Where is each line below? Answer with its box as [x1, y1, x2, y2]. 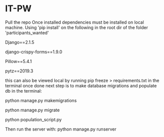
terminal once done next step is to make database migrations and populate [5, 82, 157, 89]
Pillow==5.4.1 [5, 58, 32, 64]
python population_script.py [5, 116, 62, 122]
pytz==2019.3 [5, 68, 33, 74]
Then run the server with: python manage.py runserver [5, 126, 117, 132]
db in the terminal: [5, 88, 42, 94]
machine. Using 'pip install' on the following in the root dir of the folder [5, 24, 148, 30]
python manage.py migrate [5, 107, 60, 113]
